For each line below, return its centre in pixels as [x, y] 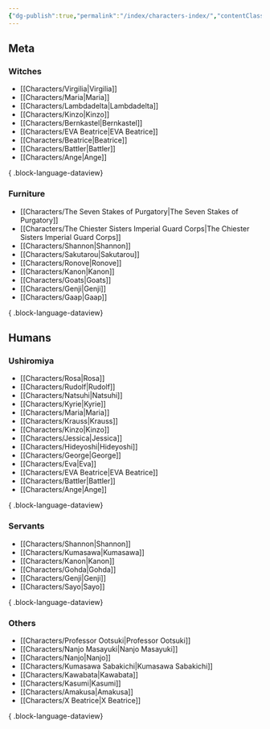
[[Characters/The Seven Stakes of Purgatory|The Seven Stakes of [129, 211]
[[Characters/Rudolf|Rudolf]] [67, 387]
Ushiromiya [31, 361]
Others [22, 623]
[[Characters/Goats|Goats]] [65, 280]
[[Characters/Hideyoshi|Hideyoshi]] [79, 447]
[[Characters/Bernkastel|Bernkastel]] [81, 123]
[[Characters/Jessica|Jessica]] [71, 438]
